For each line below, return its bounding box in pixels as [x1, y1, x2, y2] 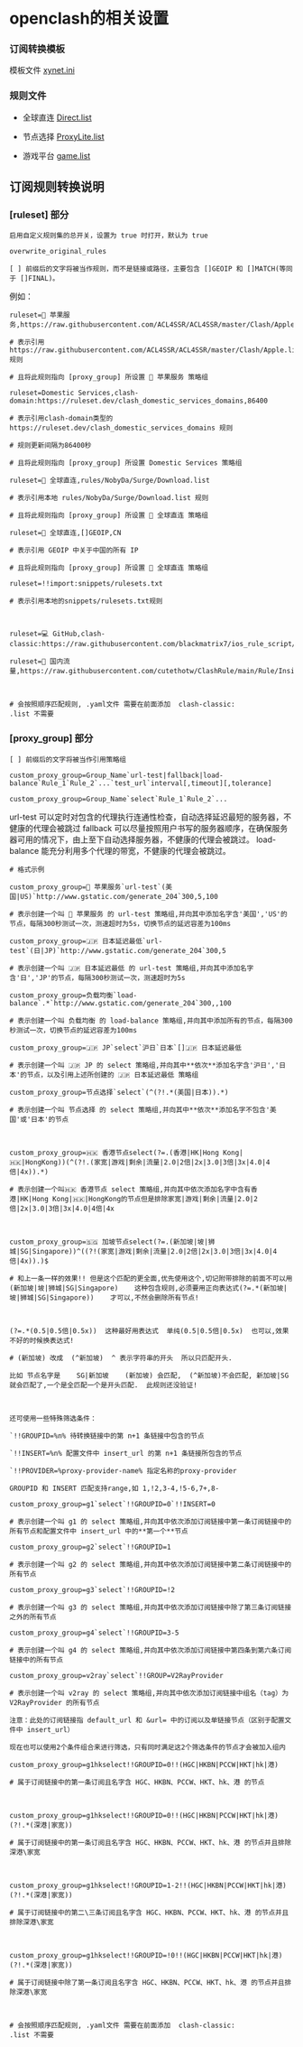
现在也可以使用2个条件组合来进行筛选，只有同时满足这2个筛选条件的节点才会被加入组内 [9, 1743, 286, 1752]
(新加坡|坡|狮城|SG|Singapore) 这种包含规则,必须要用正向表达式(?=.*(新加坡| [9, 1283, 288, 1292]
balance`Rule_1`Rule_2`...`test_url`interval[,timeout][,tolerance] [9, 778, 272, 788]
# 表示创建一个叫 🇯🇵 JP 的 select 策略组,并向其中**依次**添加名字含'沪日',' [9, 1061, 280, 1070]
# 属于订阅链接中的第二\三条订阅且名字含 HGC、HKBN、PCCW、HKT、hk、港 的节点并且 [9, 1908, 289, 1917]
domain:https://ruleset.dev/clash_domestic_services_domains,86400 [9, 396, 269, 406]
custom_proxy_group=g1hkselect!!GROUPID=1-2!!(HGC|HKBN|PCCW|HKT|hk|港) [9, 1881, 287, 1890]
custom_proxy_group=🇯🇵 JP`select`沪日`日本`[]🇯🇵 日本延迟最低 [9, 1043, 242, 1052]
